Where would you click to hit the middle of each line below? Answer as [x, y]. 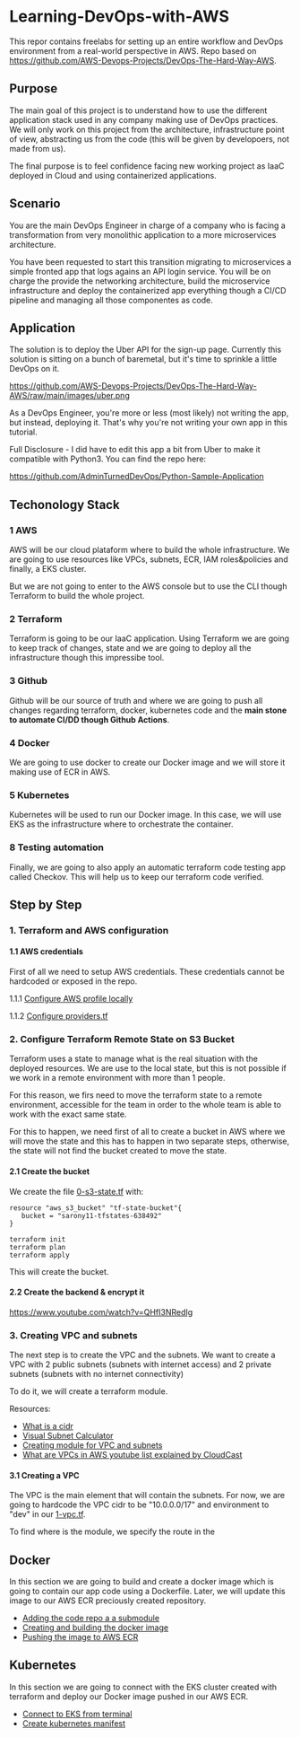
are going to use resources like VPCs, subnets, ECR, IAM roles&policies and [149, 559]
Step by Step [46, 904]
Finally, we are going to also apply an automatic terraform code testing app [148, 867]
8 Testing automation [57, 847]
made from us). [38, 148]
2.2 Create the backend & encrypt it [77, 1292]
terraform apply [39, 1255]
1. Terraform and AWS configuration [89, 930]
